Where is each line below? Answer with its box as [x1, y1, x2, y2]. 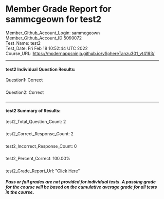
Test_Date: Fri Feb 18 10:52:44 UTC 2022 [5, 45, 88, 51]
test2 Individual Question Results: [5, 66, 76, 72]
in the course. [5, 189, 35, 195]
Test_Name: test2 [5, 40, 41, 46]
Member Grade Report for [5, 3, 111, 15]
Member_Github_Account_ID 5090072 [5, 35, 82, 41]
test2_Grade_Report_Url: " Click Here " [5, 168, 80, 174]
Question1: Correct [5, 77, 43, 83]
